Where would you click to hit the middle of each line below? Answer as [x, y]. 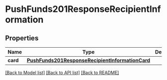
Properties [22, 38]
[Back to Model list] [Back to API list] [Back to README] [62, 73]
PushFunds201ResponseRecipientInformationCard [88, 60]
